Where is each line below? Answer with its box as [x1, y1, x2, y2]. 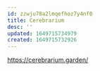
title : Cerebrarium [7, 17, 65, 24]
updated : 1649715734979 [7, 30, 77, 37]
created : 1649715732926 [7, 37, 77, 44]
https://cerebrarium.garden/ [7, 56, 89, 64]
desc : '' [7, 23, 33, 30]
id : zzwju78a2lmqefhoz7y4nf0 [7, 10, 93, 18]
